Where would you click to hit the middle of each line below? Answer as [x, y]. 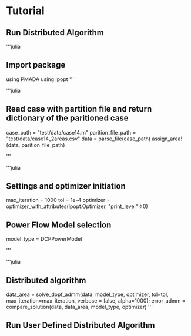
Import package [36, 65]
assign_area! [167, 139]
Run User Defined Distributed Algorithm [81, 325]
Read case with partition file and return [79, 109]
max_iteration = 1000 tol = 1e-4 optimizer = [58, 200]
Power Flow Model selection [59, 225]
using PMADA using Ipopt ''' [40, 79]
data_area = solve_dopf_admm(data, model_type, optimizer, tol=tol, [87, 294]
